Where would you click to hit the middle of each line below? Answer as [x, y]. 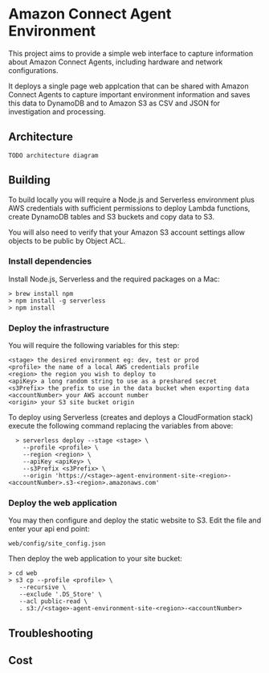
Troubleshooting [51, 633]
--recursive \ [43, 588]
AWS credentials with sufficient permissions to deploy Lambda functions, [129, 208]
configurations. [33, 70]
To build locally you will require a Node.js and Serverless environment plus [132, 199]
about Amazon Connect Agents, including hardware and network [116, 62]
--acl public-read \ [53, 601]
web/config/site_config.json [57, 544]
